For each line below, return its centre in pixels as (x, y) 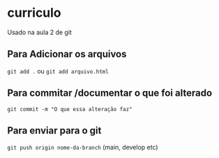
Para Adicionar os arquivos (67, 54)
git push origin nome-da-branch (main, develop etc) (83, 148)
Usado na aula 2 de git (39, 32)
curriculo (34, 13)
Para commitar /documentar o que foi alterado (110, 93)
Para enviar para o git (54, 130)
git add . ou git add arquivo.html (58, 71)
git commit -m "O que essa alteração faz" (70, 109)
